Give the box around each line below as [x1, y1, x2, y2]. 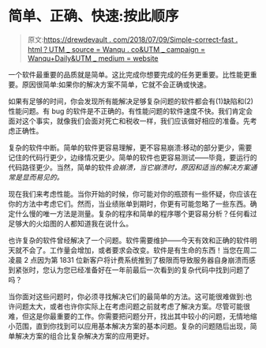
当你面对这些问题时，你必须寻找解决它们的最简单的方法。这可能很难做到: [8, 291, 246, 301]
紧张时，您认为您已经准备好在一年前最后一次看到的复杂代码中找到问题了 [14, 265, 250, 275]
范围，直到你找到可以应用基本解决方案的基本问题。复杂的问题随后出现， [14, 321, 250, 331]
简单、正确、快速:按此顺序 [8, 7, 179, 25]
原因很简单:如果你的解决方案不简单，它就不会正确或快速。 [21, 80, 212, 89]
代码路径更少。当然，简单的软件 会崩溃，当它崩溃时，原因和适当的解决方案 [8, 163, 250, 172]
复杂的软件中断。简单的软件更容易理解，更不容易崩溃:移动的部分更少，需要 [8, 143, 253, 152]
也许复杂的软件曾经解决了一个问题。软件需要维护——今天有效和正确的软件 [8, 235, 250, 245]
